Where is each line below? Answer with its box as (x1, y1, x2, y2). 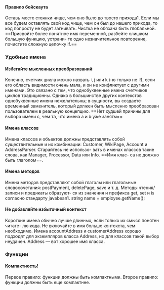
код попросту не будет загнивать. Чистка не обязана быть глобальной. (5, 25, 156, 32)
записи (5, 190, 20, 195)
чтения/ (138, 185, 155, 191)
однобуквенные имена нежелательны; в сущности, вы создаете (5, 98, 141, 104)
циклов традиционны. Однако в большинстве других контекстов (5, 93, 142, 98)
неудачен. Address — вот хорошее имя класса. (5, 238, 105, 244)
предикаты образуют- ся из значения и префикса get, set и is (24, 190, 155, 195)
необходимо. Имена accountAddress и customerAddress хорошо (5, 228, 141, 234)
